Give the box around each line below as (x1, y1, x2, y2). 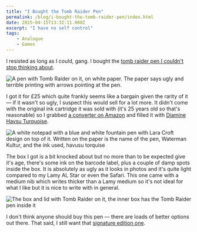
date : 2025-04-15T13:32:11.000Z (6, 19, 85, 25)
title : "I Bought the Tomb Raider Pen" (6, 8, 104, 15)
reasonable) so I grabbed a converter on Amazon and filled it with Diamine (6, 111, 186, 118)
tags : (6, 31, 19, 36)
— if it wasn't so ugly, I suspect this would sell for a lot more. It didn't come (6, 99, 188, 106)
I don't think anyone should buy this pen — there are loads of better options (6, 213, 189, 220)
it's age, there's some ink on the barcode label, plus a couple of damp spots (6, 159, 190, 166)
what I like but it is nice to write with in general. (6, 184, 120, 191)
